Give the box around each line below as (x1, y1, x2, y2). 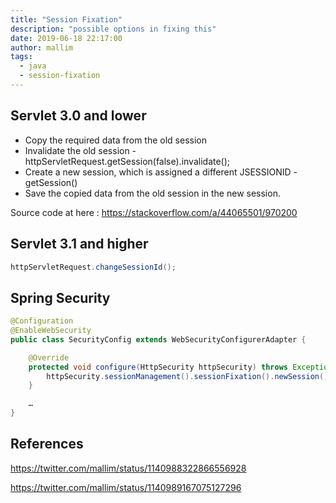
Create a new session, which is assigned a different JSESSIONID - (24, 166, 298, 178)
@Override (28, 352, 70, 363)
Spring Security (10, 289, 111, 306)
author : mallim (10, 42, 74, 53)
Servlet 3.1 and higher (10, 236, 149, 253)
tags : (10, 52, 33, 62)
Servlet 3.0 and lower (10, 107, 147, 125)
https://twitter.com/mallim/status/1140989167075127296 (10, 481, 242, 493)
